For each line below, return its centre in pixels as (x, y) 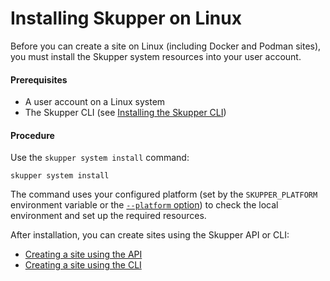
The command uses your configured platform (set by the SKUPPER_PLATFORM (164, 194)
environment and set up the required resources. (108, 216)
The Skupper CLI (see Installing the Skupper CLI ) (125, 113)
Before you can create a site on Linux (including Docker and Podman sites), (166, 46)
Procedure (32, 135)
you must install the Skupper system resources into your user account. (156, 56)
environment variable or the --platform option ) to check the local (144, 205)
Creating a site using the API (83, 254)
